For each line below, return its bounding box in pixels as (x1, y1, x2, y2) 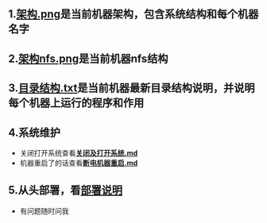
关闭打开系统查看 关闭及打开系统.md (19, 148, 138, 157)
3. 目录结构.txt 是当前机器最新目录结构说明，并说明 (8, 82, 256, 95)
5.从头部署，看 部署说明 (8, 183, 123, 197)
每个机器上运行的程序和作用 (8, 96, 145, 110)
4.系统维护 (8, 125, 61, 139)
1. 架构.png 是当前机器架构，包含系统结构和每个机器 (8, 7, 259, 21)
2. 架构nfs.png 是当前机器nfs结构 (8, 52, 168, 65)
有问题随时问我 (19, 206, 69, 216)
